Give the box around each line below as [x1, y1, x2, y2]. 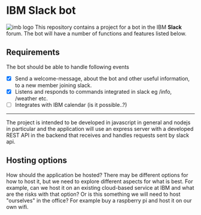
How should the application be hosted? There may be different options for [6, 171, 188, 178]
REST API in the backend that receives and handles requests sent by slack [6, 132, 190, 139]
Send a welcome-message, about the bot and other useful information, [14, 74, 190, 82]
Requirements [6, 47, 60, 58]
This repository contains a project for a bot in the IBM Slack [35, 23, 182, 31]
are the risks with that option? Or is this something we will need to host [6, 190, 181, 198]
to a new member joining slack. [14, 82, 92, 89]
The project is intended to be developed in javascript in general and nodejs [6, 118, 191, 126]
